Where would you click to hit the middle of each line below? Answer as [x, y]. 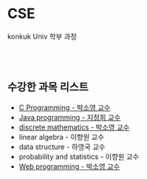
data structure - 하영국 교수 [62, 147]
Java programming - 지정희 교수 [70, 117]
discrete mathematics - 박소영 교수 [74, 127]
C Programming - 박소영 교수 [64, 108]
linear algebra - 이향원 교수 [61, 137]
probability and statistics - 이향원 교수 [79, 156]
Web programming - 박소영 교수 [69, 166]
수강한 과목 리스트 [48, 87]
